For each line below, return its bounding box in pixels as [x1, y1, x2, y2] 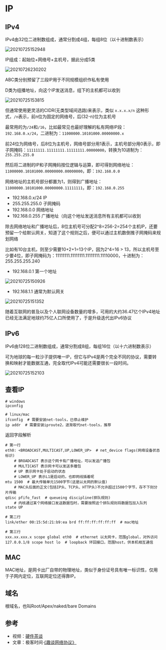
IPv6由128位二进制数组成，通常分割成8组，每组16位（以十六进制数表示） [5, 343, 154, 349]
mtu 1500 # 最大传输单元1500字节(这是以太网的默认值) [5, 479, 108, 485]
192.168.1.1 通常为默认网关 [12, 288, 65, 294]
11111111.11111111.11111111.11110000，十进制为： [55, 253, 145, 258]
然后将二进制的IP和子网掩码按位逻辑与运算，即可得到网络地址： [5, 162, 135, 167]
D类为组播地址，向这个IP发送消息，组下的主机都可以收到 [5, 87, 121, 93]
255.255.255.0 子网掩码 [12, 201, 61, 206]
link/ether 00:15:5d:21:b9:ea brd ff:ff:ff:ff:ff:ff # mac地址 [5, 520, 139, 525]
